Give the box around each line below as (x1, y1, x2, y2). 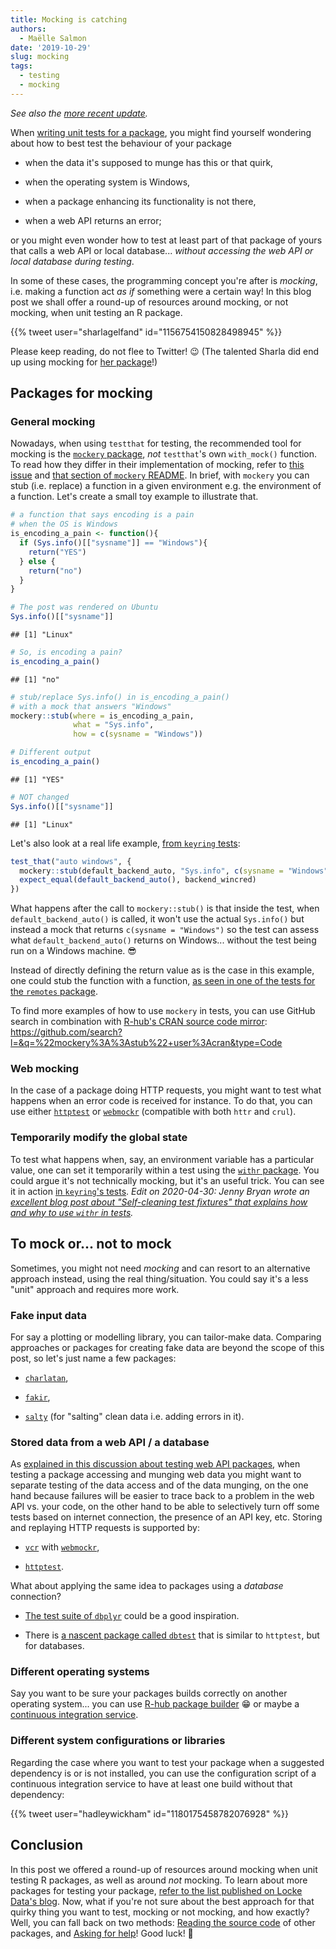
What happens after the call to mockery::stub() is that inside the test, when (10, 902, 320, 915)
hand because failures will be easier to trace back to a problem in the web (10, 1490, 315, 1502)
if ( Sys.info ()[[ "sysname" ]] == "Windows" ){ (19, 538, 208, 548)
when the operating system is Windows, (24, 176, 191, 188)
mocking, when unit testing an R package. (10, 306, 183, 318)
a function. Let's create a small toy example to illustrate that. (10, 491, 259, 503)
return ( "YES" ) (28, 547, 87, 557)
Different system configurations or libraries (10, 1734, 226, 1748)
